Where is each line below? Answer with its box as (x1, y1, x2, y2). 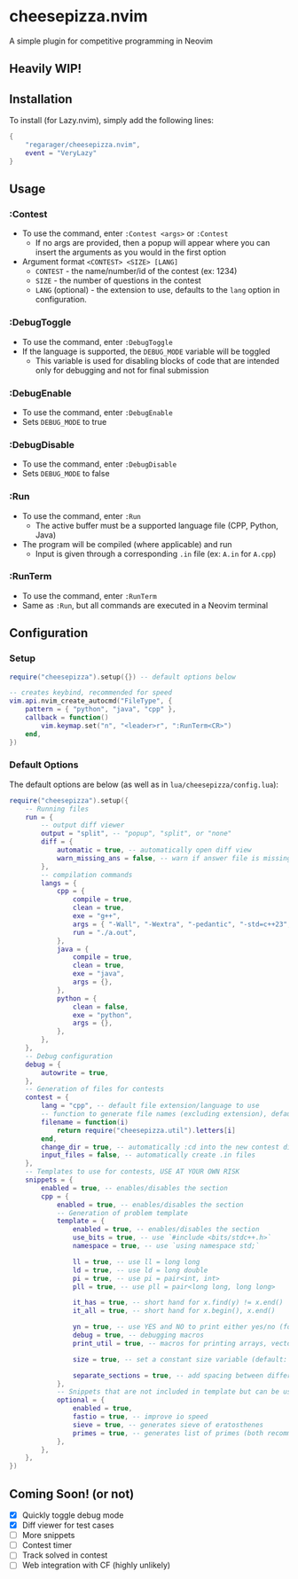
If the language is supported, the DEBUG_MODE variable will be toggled (21, 346, 271, 357)
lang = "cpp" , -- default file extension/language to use (41, 1102, 260, 1111)
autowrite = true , (41, 1068, 109, 1077)
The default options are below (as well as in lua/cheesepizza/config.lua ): (9, 779, 279, 789)
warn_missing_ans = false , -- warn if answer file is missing (56, 853, 292, 862)
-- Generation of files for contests (25, 1085, 165, 1094)
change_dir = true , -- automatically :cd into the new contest (41, 1143, 279, 1151)
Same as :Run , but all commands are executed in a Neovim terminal (21, 600, 269, 610)
